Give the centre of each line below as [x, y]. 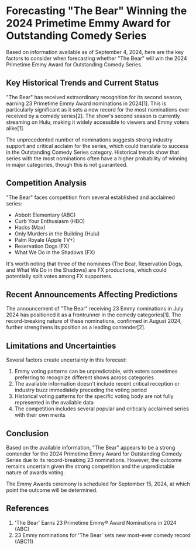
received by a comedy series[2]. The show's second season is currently [93, 116]
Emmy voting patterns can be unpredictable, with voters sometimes [96, 372]
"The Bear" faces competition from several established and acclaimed [91, 197]
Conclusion [27, 433]
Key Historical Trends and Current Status [82, 83]
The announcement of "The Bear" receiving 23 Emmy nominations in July [95, 309]
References [27, 509]
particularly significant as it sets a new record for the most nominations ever [98, 109]
